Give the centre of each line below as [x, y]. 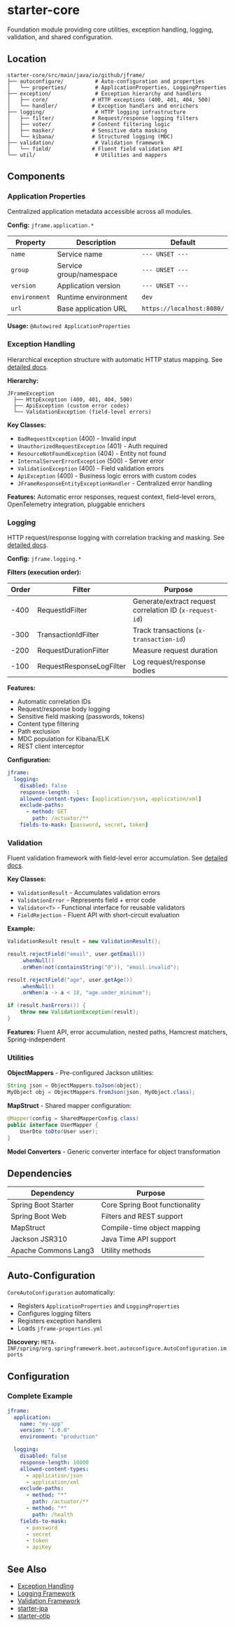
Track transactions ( [166, 630]
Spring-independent [36, 1039]
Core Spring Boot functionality [151, 1205]
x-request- [200, 611]
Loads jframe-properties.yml [60, 1328]
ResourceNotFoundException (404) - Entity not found [92, 453]
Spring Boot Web [38, 1217]
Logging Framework [46, 1593]
